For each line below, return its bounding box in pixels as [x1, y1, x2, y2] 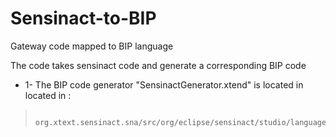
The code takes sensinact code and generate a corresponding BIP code [10, 59, 307, 71]
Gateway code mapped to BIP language [10, 40, 174, 52]
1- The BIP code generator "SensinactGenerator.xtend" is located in [24, 78, 304, 91]
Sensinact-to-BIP [10, 7, 157, 30]
